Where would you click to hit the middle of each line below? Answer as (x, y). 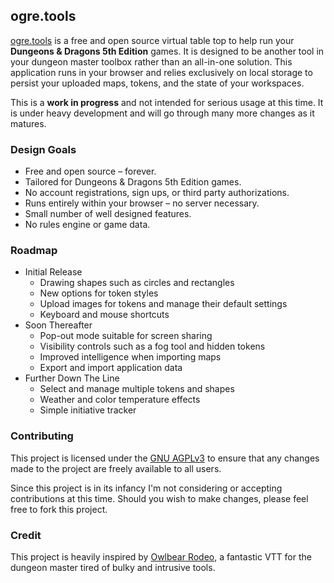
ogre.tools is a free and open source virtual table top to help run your (152, 40)
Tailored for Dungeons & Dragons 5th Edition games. (133, 182)
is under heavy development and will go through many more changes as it (162, 113)
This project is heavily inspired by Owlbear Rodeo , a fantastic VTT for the (161, 557)
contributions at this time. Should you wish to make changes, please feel (159, 498)
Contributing (42, 436)
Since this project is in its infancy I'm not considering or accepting (146, 488)
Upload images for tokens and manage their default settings (163, 304)
